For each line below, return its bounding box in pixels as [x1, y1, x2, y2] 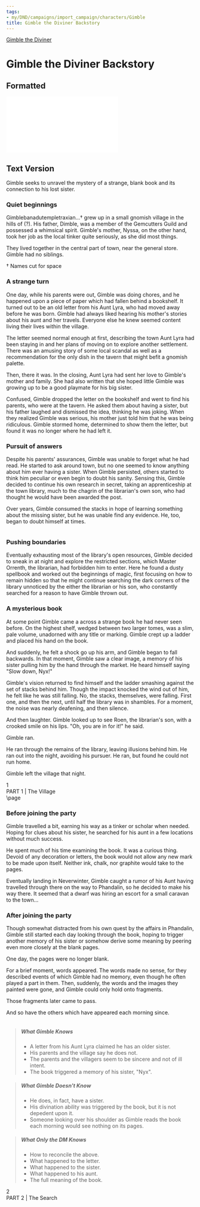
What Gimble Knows [20, 1027, 73, 1035]
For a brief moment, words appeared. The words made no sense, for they [6, 967, 187, 974]
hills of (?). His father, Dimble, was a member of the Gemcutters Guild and [6, 220, 188, 227]
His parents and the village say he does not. [29, 1049, 138, 1057]
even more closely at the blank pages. [6, 944, 100, 951]
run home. [6, 758, 32, 765]
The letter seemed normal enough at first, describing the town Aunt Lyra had [6, 334, 195, 341]
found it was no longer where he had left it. [6, 427, 112, 434]
